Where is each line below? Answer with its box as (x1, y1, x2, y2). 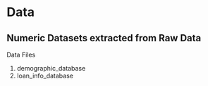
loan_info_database (16, 71, 73, 80)
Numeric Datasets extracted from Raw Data (6, 32, 202, 44)
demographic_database (16, 64, 86, 72)
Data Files (6, 50, 36, 59)
